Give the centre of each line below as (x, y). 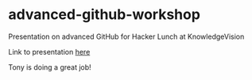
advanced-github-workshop (105, 15)
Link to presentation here (49, 51)
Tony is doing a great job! (50, 67)
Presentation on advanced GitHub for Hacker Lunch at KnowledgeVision (126, 36)
